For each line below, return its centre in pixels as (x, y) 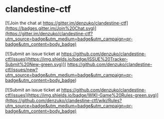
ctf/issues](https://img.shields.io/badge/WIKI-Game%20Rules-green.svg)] (82, 95)
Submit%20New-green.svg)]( (36, 64)
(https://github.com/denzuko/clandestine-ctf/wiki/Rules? (63, 100)
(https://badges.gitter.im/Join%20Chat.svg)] (51, 28)
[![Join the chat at (23, 23)
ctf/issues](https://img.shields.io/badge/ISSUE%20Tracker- (67, 59)
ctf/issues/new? (21, 69)
